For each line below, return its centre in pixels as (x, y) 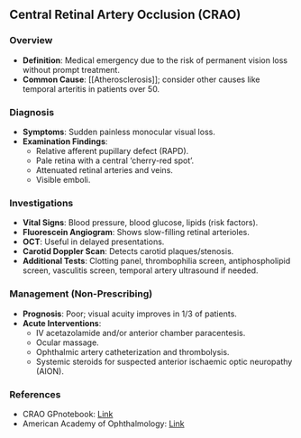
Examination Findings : (65, 141)
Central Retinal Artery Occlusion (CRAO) (125, 15)
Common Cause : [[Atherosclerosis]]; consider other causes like (141, 79)
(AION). (50, 371)
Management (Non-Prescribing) (81, 294)
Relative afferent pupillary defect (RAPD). (112, 151)
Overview (31, 41)
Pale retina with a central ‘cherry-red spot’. (115, 160)
